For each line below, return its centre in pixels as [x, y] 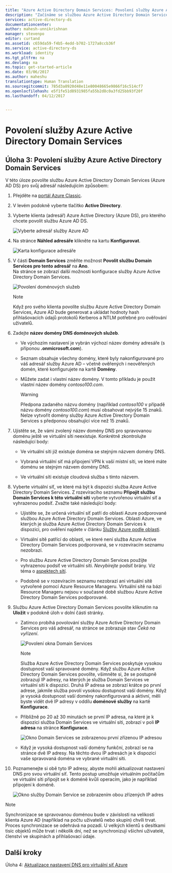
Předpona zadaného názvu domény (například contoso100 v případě [93, 404]
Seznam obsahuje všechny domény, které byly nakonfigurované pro [92, 358]
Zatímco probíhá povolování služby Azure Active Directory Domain [90, 623]
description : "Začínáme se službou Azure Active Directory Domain [78, 15]
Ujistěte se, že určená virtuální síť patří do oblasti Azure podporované [93, 513]
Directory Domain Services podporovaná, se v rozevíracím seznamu [92, 545]
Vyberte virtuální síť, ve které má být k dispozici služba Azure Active [85, 487]
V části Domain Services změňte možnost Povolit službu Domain [82, 261]
